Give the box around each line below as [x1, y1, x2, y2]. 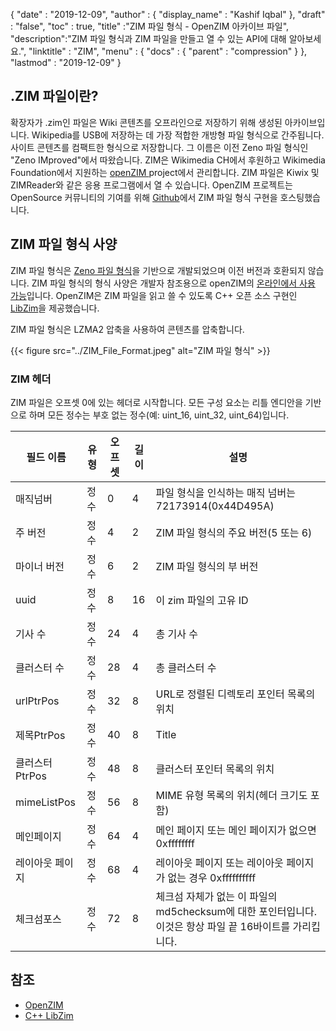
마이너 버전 [15, 559, 65, 573]
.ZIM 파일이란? [10, 88, 99, 105]
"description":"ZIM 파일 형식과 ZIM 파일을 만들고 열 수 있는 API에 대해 [10, 33, 287, 44]
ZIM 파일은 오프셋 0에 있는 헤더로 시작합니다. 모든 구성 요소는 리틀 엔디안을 [10, 396, 303, 408]
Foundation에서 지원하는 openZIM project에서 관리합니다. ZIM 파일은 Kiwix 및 [10, 166, 320, 178]
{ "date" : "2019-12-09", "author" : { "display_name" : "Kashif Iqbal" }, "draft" [10, 9, 326, 20]
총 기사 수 [155, 627, 199, 641]
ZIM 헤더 [10, 372, 52, 386]
